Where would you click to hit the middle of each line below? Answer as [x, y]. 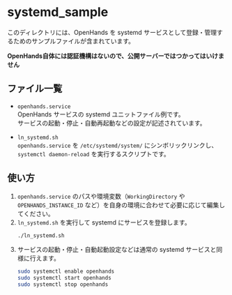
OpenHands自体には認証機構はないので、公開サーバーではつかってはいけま [116, 56]
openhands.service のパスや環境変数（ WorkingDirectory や [101, 196]
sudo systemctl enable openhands [66, 272]
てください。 [36, 213]
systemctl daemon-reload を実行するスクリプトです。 [93, 153]
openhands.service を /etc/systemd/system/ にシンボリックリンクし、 [117, 145]
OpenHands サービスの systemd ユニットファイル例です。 [101, 114]
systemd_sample [58, 12]
